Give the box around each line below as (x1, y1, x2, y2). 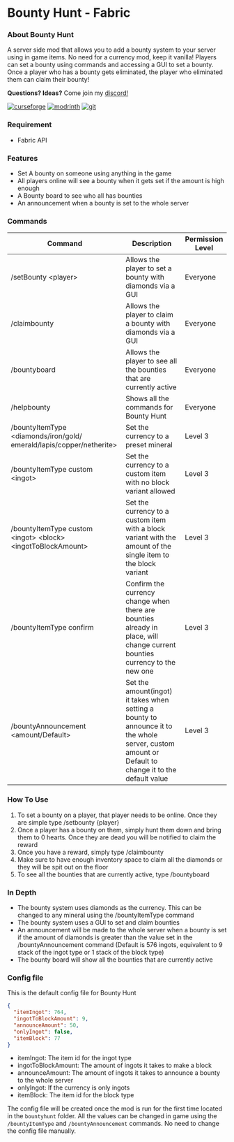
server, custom (125, 739, 175, 749)
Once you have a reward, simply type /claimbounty (17, 848, 164, 856)
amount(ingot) (125, 686, 173, 696)
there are (125, 605, 155, 615)
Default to (125, 756, 158, 766)
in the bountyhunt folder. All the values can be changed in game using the (7, 1112, 217, 1120)
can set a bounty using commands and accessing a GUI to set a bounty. (7, 61, 214, 69)
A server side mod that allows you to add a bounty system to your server (7, 45, 216, 54)
